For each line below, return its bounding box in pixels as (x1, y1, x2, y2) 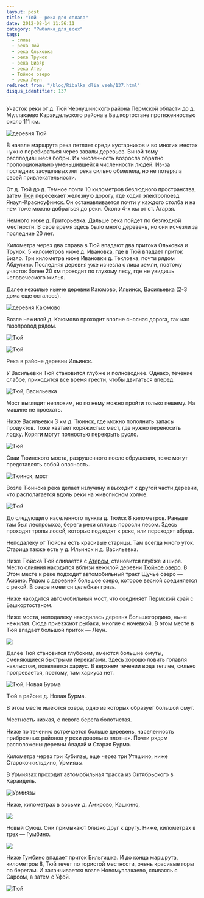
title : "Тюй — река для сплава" (6, 15, 88, 21)
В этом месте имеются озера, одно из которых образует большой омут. (6, 704, 195, 711)
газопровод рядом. (6, 322, 57, 329)
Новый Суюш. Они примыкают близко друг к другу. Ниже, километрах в (6, 824, 196, 831)
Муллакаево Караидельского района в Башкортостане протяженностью (6, 111, 196, 119)
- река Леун (12, 77, 43, 83)
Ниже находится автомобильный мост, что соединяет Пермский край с (6, 595, 194, 602)
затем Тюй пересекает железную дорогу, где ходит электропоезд (6, 192, 180, 199)
